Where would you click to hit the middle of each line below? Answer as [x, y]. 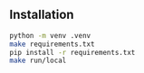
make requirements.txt [52, 44]
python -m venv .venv [50, 35]
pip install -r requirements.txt [72, 52]
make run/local [38, 61]
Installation [42, 15]
